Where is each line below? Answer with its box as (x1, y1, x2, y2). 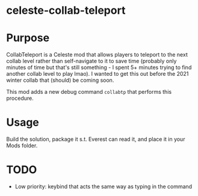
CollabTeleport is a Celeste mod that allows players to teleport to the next (6, 51, 188, 58)
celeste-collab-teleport (6, 4, 126, 17)
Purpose (6, 31, 50, 45)
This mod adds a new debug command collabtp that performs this (6, 88, 172, 96)
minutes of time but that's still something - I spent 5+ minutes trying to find (6, 64, 192, 71)
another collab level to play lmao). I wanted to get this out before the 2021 (6, 70, 189, 78)
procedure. (6, 94, 34, 102)
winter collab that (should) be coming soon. (6, 76, 114, 84)
